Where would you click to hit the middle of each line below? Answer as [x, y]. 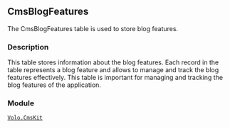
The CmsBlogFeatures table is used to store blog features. [93, 28]
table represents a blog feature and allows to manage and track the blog [113, 70]
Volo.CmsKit [25, 118]
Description [28, 47]
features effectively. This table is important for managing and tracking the [115, 78]
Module [21, 103]
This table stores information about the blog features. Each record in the [113, 62]
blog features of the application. [54, 85]
